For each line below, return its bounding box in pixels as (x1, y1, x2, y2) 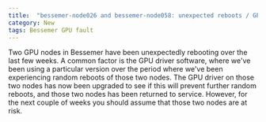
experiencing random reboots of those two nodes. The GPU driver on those (8, 72, 255, 83)
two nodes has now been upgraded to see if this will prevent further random (8, 81, 257, 91)
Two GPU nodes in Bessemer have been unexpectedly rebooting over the (8, 48, 248, 57)
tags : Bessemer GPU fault (8, 26, 93, 34)
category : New (8, 19, 55, 27)
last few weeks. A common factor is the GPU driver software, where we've (8, 56, 251, 65)
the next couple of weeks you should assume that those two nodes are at (8, 98, 248, 107)
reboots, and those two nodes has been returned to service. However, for (8, 90, 248, 99)
